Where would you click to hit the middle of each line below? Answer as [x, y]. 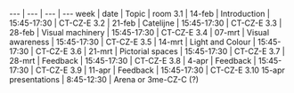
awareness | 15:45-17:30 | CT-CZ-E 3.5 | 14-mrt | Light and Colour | [132, 42]
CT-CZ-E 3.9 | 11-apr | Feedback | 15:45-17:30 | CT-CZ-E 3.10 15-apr [160, 70]
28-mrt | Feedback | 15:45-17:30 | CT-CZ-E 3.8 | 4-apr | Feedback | [133, 61]
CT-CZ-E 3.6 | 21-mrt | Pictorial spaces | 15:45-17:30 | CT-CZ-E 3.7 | [160, 51]
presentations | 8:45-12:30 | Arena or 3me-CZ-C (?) [104, 79]
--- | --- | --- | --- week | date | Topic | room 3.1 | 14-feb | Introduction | [139, 14]
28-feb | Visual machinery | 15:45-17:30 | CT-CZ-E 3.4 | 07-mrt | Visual [139, 32]
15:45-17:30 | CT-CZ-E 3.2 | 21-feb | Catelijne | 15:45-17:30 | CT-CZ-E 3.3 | [146, 23]
